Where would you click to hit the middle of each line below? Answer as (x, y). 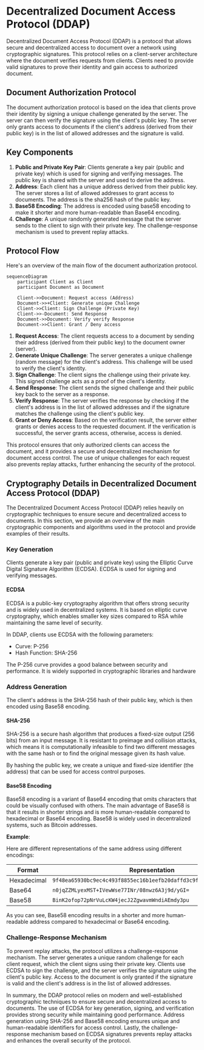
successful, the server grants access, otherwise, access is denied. (98, 433)
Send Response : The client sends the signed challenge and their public (104, 388)
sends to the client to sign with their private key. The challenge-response (106, 225)
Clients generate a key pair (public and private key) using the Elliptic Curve (100, 562)
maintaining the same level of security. (55, 622)
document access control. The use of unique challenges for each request (98, 458)
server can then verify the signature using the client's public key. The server (102, 120)
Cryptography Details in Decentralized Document (101, 484)
